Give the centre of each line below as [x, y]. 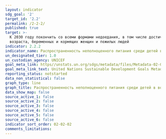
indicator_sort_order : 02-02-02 [38, 124]
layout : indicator [24, 10]
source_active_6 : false [30, 120]
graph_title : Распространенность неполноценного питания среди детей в [80, 87]
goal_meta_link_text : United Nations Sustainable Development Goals [77, 69]
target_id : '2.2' [23, 19]
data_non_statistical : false [35, 78]
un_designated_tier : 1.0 [31, 55]
